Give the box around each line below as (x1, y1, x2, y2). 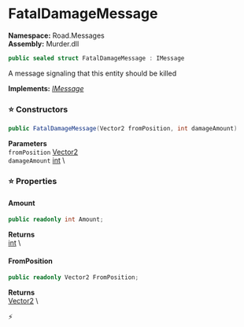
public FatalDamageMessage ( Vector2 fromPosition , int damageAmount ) (8, 125, 238, 133)
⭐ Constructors (8, 104, 68, 115)
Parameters (8, 138, 47, 148)
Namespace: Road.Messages (8, 31, 105, 40)
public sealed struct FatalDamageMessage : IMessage (8, 54, 185, 62)
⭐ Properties (8, 175, 57, 186)
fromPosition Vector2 (8, 147, 79, 156)
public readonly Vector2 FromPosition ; (8, 274, 139, 281)
